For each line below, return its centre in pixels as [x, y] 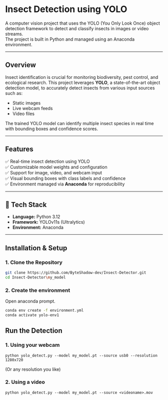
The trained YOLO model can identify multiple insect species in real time [79, 123]
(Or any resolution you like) [33, 369]
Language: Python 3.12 [36, 217]
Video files [23, 114]
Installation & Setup [36, 248]
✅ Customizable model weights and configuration [56, 167]
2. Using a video [25, 382]
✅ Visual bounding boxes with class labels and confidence [65, 178]
